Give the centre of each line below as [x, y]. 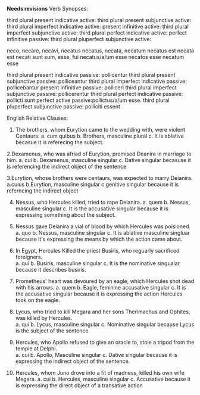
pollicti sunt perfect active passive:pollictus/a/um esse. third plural [88, 100]
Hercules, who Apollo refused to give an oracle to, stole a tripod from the [105, 342]
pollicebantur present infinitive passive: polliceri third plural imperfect [92, 88]
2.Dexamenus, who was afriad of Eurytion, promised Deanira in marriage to [99, 154]
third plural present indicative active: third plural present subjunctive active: [99, 20]
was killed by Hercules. [44, 318]
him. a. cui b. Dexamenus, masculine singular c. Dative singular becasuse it [99, 160]
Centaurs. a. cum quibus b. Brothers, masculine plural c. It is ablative [99, 136]
